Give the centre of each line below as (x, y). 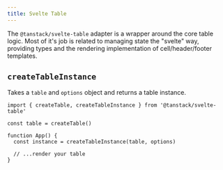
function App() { (32, 136)
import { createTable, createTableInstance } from (82, 105)
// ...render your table (49, 154)
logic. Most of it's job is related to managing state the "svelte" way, (103, 41)
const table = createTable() (49, 124)
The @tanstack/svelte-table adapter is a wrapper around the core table (110, 33)
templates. (22, 56)
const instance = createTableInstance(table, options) (95, 142)
